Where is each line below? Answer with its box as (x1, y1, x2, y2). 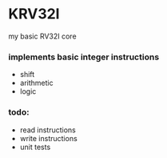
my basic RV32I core (8, 31, 78, 41)
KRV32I (8, 5, 60, 23)
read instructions (19, 125, 76, 135)
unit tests (19, 142, 51, 152)
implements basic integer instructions (8, 51, 160, 63)
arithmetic (19, 78, 54, 88)
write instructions (19, 133, 78, 143)
